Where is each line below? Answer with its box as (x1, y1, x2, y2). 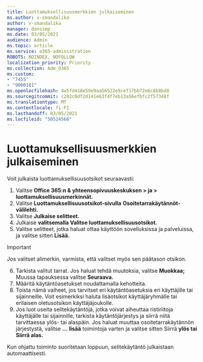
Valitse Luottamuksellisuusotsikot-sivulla (15, 199, 121, 207)
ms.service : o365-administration (7, 49, 91, 55)
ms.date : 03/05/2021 (7, 32, 59, 38)
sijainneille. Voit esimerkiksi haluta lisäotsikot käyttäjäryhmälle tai (15, 293, 178, 300)
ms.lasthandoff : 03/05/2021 (7, 110, 78, 116)
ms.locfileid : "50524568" (7, 116, 72, 122)
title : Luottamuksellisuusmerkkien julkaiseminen (7, 8, 135, 15)
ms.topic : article (7, 43, 53, 49)
